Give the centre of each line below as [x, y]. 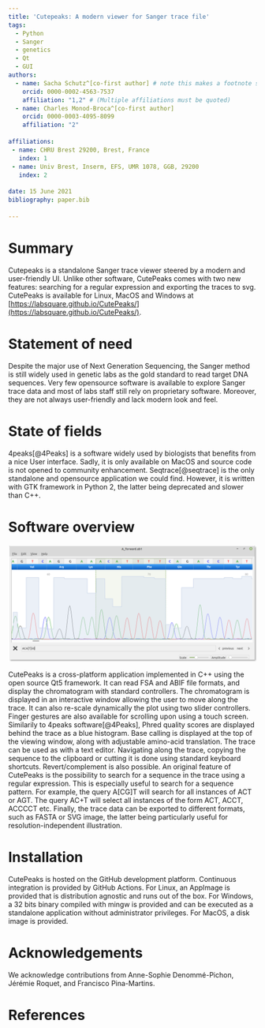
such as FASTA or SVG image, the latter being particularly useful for [118, 816]
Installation [46, 857]
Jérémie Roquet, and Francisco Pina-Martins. [82, 983]
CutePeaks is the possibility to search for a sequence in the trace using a [127, 775]
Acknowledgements [76, 953]
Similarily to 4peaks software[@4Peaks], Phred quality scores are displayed [131, 724]
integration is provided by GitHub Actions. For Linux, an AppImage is [119, 887]
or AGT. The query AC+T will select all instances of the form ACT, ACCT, [126, 800]
